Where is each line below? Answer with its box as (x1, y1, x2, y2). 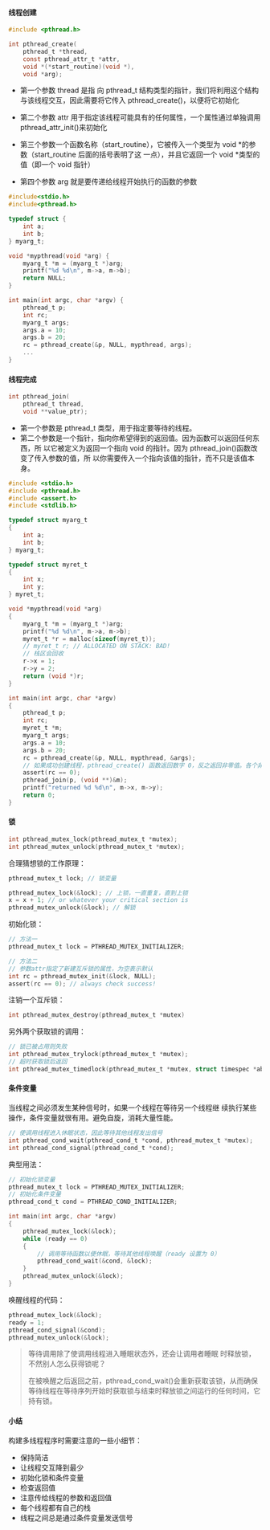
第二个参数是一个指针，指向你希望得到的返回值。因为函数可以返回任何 (19, 433, 253, 443)
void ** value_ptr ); (22, 407, 88, 415)
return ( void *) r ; (22, 671, 84, 680)
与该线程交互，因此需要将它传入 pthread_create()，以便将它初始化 (19, 96, 239, 105)
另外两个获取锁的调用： (8, 1026, 86, 1036)
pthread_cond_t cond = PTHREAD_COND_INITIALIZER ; (8, 1197, 178, 1206)
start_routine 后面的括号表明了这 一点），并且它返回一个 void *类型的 (34, 149, 260, 160)
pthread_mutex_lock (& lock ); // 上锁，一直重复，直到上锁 (8, 888, 189, 897)
